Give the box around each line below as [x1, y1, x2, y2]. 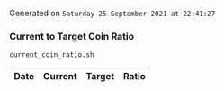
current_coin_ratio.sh [9, 50, 94, 59]
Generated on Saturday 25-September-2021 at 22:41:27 [9, 8, 216, 18]
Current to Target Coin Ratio [9, 30, 135, 42]
